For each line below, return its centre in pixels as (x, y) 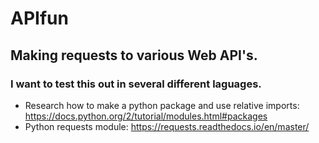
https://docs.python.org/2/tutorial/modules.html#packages (146, 116)
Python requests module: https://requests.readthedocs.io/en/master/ (167, 126)
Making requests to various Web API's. (134, 55)
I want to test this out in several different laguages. (136, 84)
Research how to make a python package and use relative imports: (162, 105)
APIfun (39, 18)
